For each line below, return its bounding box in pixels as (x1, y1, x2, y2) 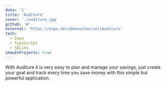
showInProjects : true (5, 50, 52, 55)
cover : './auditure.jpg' (5, 17, 58, 22)
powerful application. (5, 75, 50, 81)
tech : (5, 31, 17, 36)
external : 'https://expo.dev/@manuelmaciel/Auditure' (5, 26, 123, 32)
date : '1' (5, 7, 27, 13)
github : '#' (5, 21, 31, 27)
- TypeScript (10, 41, 38, 46)
